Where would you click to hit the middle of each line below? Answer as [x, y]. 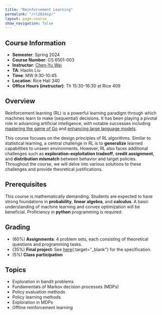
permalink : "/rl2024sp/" [30, 14]
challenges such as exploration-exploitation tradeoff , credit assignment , [80, 153]
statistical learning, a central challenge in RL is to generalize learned [74, 143]
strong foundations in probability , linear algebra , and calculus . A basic [77, 201]
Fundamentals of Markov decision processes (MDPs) [65, 287]
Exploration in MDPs [32, 302]
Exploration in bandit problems [43, 282]
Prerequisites [26, 184]
